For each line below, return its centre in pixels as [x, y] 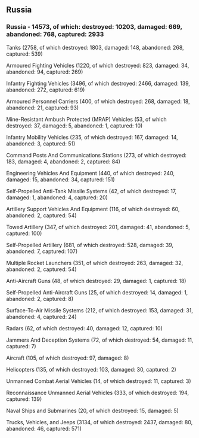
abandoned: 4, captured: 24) [41, 317]
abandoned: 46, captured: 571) [44, 428]
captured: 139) [24, 399]
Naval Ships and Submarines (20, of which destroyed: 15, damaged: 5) [92, 410]
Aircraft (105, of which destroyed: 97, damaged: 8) [68, 358]
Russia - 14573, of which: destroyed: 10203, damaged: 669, [94, 27]
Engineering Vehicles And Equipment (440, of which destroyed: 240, [90, 173]
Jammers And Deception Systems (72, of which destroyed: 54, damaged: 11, [100, 340]
